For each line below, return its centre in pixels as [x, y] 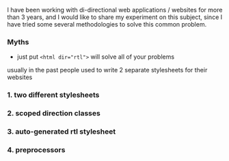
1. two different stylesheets [53, 95]
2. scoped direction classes [54, 113]
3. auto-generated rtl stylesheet [62, 132]
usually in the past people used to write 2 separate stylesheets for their [107, 70]
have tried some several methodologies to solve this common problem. [107, 24]
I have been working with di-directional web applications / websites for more [115, 10]
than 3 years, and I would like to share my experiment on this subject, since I [115, 17]
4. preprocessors [36, 149]
